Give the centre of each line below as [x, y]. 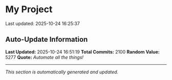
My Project [29, 9]
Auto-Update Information [47, 39]
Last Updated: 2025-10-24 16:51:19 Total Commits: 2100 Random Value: [82, 51]
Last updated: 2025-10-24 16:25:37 [43, 23]
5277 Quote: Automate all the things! [44, 57]
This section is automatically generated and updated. [62, 72]
